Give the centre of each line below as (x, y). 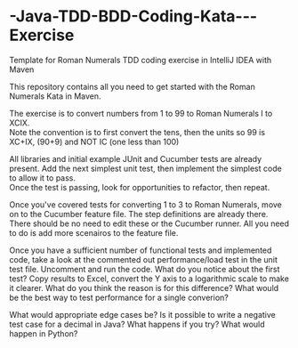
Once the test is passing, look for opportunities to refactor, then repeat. (140, 187)
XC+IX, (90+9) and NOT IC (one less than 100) (94, 142)
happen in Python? (44, 333)
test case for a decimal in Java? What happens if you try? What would (137, 324)
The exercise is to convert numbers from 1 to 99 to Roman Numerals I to (141, 113)
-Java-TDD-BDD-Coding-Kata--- (133, 16)
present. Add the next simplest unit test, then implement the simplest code (145, 168)
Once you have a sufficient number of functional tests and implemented (141, 250)
